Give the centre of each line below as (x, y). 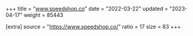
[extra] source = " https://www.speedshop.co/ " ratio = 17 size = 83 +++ (93, 27)
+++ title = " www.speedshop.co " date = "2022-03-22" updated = (87, 9)
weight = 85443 (43, 15)
